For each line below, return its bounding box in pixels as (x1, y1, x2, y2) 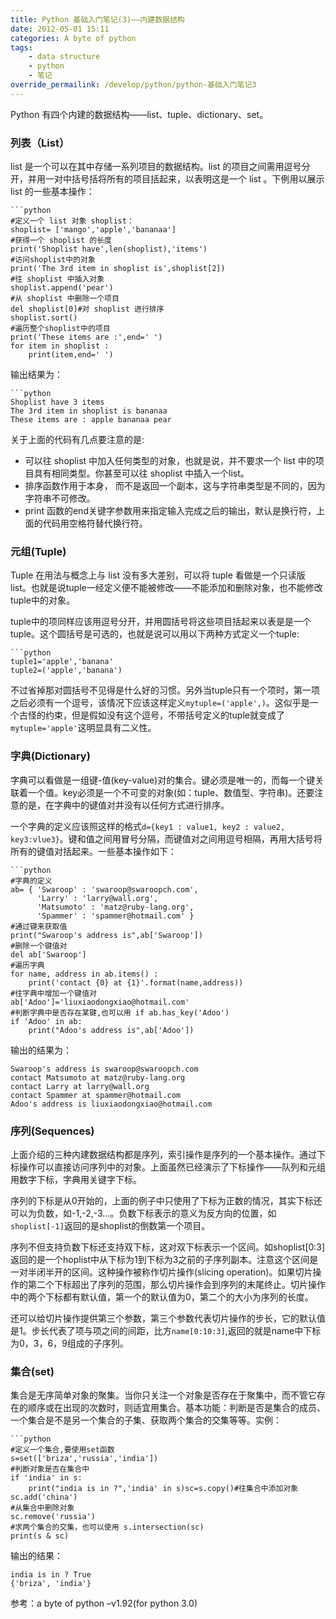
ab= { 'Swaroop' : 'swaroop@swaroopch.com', (10, 884, 199, 895)
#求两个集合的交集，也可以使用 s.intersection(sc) (10, 1522, 205, 1533)
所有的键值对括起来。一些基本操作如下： (10, 845, 177, 857)
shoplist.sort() (10, 313, 78, 323)
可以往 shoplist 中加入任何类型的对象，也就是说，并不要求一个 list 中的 (24, 455, 316, 467)
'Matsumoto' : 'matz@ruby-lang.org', (36, 902, 195, 912)
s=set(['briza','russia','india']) (10, 1454, 159, 1464)
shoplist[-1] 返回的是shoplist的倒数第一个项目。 (10, 1219, 211, 1231)
